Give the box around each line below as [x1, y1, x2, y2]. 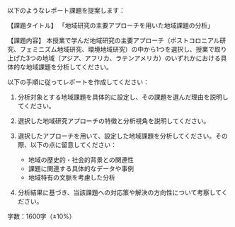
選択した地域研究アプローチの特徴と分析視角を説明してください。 [17, 117, 210, 125]
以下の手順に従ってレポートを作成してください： [7, 78, 150, 86]
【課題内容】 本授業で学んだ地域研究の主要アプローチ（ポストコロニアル [7, 36, 220, 45]
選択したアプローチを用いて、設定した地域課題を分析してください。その [17, 132, 228, 140]
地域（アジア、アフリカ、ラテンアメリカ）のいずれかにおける [42, 54, 221, 62]
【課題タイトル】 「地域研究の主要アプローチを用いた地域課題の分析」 [7, 21, 214, 30]
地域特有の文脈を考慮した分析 [28, 173, 115, 182]
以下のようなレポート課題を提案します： [7, 6, 125, 14]
